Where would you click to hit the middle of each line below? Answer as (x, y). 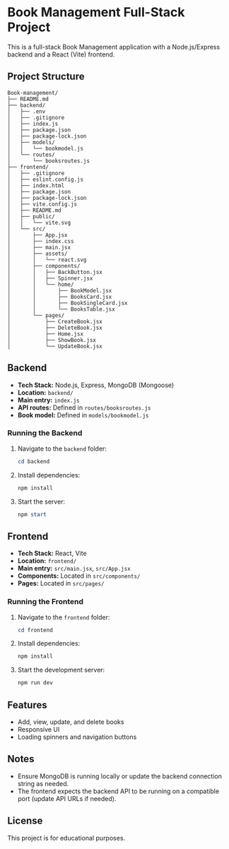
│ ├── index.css (41, 241)
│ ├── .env (27, 111)
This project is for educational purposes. (66, 838)
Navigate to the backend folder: (62, 449)
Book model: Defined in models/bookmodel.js (83, 415)
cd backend (34, 461)
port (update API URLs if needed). (67, 798)
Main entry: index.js (48, 400)
